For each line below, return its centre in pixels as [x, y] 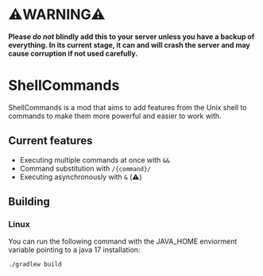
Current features [50, 141]
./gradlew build [35, 264]
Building [29, 202]
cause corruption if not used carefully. [73, 53]
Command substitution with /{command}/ [85, 168]
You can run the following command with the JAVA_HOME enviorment [123, 241]
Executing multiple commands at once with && [95, 159]
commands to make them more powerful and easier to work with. [115, 116]
